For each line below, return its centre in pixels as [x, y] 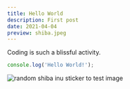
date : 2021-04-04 [32, 26]
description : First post [43, 20]
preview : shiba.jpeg [37, 33]
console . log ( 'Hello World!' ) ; [51, 65]
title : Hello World [35, 13]
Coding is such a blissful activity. [54, 52]
